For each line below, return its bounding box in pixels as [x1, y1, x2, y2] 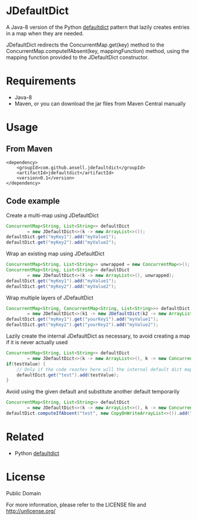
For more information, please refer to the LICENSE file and [6, 501, 147, 508]
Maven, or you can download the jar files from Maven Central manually [14, 100, 186, 107]
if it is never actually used [6, 339, 68, 346]
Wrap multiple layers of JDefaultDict [6, 294, 94, 301]
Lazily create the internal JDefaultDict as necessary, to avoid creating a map [6, 332, 191, 339]
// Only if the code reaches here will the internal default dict [16, 366, 182, 372]
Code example [6, 196, 60, 206]
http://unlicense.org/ [6, 507, 56, 514]
